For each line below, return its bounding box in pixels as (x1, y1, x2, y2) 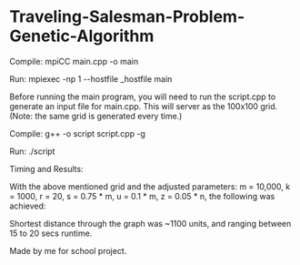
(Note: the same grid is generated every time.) (9, 110, 183, 121)
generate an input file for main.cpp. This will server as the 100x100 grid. (9, 100, 278, 111)
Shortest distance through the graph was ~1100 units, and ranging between (9, 218, 292, 229)
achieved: (9, 200, 46, 211)
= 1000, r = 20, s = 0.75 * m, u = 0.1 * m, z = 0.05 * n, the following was (9, 190, 275, 201)
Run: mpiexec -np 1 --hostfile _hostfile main (9, 73, 173, 84)
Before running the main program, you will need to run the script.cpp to (9, 91, 276, 102)
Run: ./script (9, 146, 55, 157)
